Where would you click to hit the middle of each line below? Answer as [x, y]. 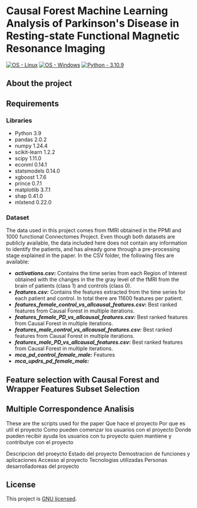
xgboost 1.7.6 [31, 177]
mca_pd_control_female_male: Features [65, 355]
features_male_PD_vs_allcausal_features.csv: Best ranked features [98, 342]
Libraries [19, 121]
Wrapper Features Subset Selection [73, 389]
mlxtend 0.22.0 [33, 203]
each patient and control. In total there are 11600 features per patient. [99, 298]
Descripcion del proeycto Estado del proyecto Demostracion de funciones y [98, 454]
